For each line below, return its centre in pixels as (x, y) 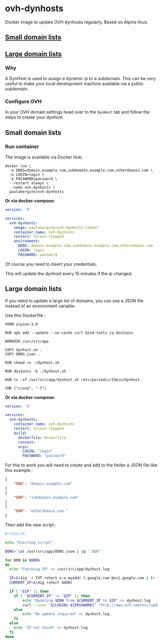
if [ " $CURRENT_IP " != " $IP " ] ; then (52, 596)
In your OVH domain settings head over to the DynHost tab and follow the (77, 112)
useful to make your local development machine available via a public (74, 84)
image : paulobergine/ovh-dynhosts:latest (56, 227)
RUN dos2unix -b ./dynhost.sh (36, 371)
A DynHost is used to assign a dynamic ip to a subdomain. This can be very (81, 79)
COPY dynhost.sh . (24, 350)
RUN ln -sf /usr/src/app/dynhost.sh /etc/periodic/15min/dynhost (72, 380)
